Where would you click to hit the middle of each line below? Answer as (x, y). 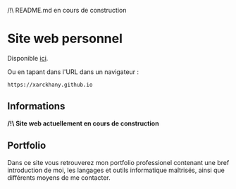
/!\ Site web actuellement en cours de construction (83, 123)
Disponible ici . (28, 58)
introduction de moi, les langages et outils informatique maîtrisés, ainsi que (116, 170)
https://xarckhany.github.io (50, 85)
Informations (36, 106)
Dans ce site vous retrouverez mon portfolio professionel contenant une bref (118, 162)
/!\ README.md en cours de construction (67, 10)
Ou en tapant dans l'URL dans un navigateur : (73, 72)
